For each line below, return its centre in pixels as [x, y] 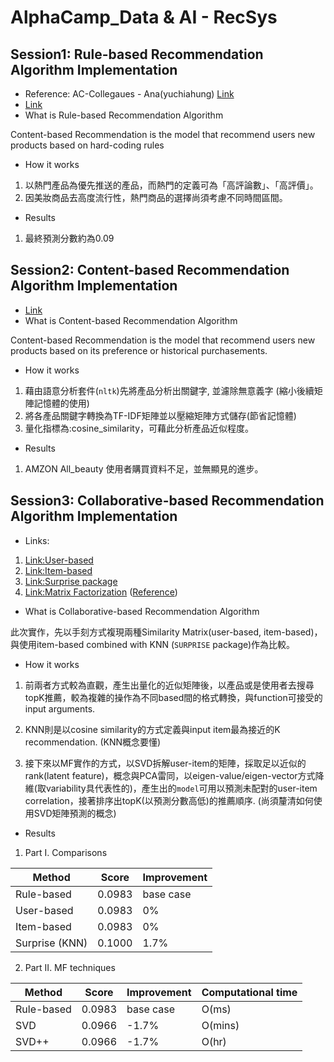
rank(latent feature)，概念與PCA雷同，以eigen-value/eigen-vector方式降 [174, 775]
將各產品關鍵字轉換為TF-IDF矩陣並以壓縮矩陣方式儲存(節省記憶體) [160, 415]
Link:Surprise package [71, 581]
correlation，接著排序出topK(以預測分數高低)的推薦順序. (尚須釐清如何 [169, 800]
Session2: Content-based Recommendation [150, 270]
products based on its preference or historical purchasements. [139, 350]
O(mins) [220, 1025]
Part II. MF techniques [70, 967]
